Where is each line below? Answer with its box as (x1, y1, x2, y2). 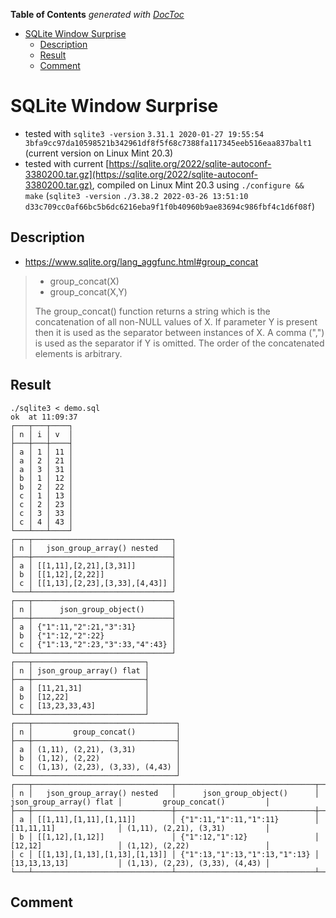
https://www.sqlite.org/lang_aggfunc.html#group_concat (24, 255, 259, 268)
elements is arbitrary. (34, 347, 123, 359)
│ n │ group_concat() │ (10, 727, 182, 737)
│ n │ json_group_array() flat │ (10, 665, 150, 676)
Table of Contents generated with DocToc (10, 9, 185, 20)
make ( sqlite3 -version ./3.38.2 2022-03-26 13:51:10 (24, 189, 249, 201)
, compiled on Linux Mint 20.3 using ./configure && (91, 179, 305, 191)
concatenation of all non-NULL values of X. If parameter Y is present (34, 315, 318, 328)
